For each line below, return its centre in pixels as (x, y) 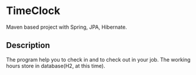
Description (28, 45)
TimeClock (33, 11)
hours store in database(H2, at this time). (56, 66)
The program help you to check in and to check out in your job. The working (98, 59)
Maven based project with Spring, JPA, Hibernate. (67, 27)
